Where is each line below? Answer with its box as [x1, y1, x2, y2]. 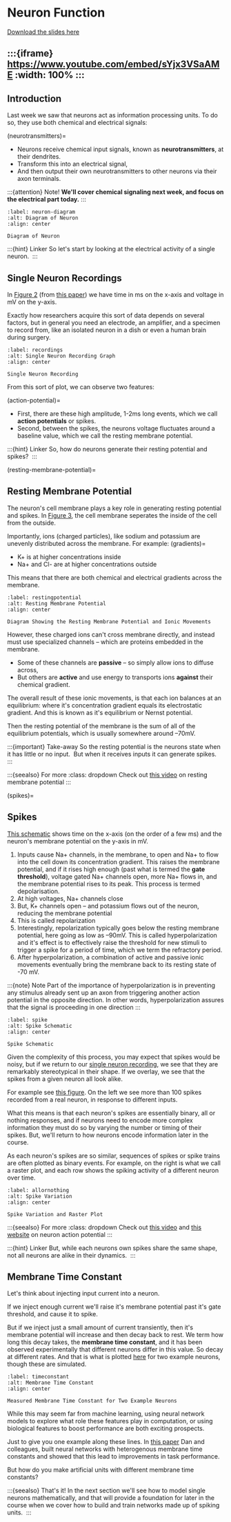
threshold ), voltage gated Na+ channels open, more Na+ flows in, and [17, 872, 217, 881]
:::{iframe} [7, 48, 54, 59]
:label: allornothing [7, 1187, 70, 1193]
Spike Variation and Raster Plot [7, 1211, 103, 1218]
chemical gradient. [17, 680, 70, 688]
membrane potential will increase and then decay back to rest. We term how [7, 1331, 224, 1339]
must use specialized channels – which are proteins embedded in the [7, 637, 203, 646]
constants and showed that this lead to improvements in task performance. [7, 1452, 220, 1461]
